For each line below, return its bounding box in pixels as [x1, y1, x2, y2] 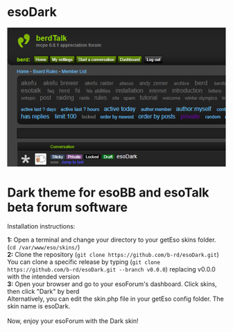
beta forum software [7, 199, 128, 215]
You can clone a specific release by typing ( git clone [7, 258, 161, 266]
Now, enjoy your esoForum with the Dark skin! [7, 317, 139, 325]
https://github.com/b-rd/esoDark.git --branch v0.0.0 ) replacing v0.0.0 [7, 265, 216, 274]
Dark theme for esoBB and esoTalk [7, 185, 209, 200]
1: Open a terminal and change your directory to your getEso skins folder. [7, 235, 216, 244]
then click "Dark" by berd [7, 288, 80, 296]
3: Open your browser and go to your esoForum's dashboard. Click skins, [7, 280, 217, 288]
